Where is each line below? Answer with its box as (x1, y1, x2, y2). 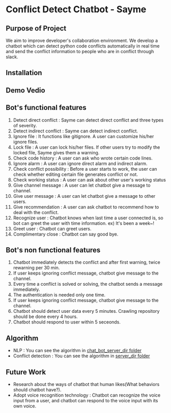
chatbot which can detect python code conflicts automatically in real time (6, 43, 160, 49)
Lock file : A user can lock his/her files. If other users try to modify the (13, 144, 160, 150)
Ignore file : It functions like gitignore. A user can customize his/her (13, 133, 154, 139)
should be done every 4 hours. (13, 313, 78, 320)
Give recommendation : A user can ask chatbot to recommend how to (13, 203, 159, 210)
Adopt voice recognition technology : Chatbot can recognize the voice (13, 392, 161, 398)
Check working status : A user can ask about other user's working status (13, 176, 166, 182)
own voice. (13, 403, 37, 409)
